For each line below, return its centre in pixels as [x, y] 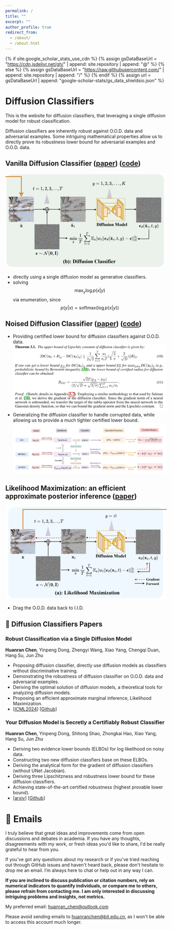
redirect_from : [21, 33]
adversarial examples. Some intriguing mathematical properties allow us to [84, 136]
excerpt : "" [18, 22]
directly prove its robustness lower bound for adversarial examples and [80, 142]
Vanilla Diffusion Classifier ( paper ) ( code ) [73, 164]
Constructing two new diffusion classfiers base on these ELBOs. [80, 760]
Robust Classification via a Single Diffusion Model [69, 639]
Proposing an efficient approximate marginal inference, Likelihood [82, 698]
